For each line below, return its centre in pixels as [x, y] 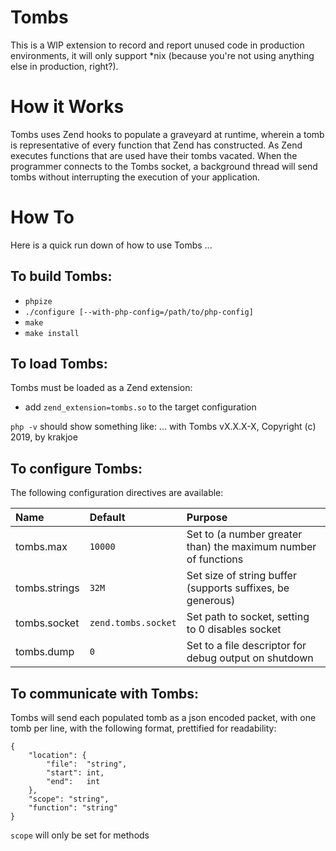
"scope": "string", [69, 799]
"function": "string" [73, 808]
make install [52, 333]
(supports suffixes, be [238, 588]
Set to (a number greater [244, 534]
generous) [211, 601]
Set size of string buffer [241, 576]
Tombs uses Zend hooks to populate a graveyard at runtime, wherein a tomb [167, 134]
